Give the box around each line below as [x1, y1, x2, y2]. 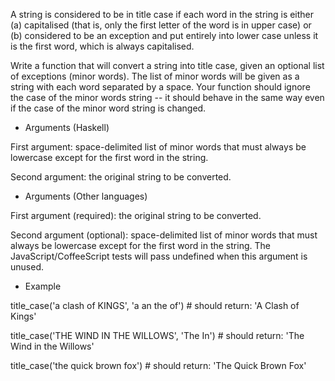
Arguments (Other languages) [24, 190, 148, 202]
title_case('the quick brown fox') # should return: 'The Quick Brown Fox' [10, 360, 307, 371]
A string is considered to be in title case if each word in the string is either [10, 9, 315, 20]
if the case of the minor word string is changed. [10, 102, 207, 114]
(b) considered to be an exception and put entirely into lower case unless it [10, 30, 319, 41]
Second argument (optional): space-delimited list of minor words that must [10, 229, 318, 241]
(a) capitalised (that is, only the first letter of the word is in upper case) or [10, 19, 312, 31]
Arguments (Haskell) [24, 122, 110, 133]
